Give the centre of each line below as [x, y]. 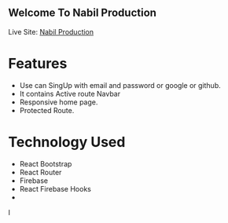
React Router [40, 172]
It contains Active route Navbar [70, 93]
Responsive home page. [59, 102]
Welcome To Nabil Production [83, 13]
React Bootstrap [46, 163]
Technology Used [67, 142]
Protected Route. [47, 110]
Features [38, 64]
